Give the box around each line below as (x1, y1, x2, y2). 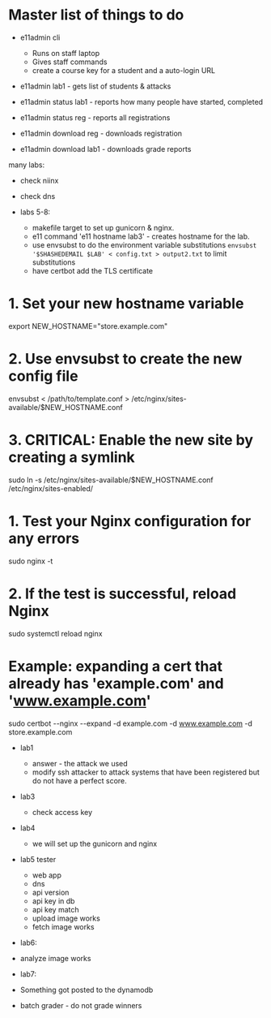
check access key (32, 807, 93, 817)
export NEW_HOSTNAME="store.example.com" (8, 321, 168, 330)
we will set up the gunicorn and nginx (32, 839, 158, 848)
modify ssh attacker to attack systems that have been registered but (32, 767, 260, 777)
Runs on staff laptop (32, 48, 100, 58)
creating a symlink (8, 448, 135, 466)
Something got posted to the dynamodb (19, 985, 154, 994)
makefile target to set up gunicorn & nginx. (32, 222, 175, 232)
